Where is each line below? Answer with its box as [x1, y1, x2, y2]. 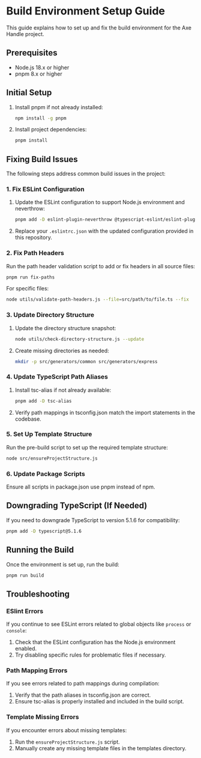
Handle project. [6, 30, 44, 37]
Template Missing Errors [6, 713, 79, 721]
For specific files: [6, 285, 49, 292]
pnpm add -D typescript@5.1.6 [6, 528, 82, 534]
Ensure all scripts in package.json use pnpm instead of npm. [6, 483, 155, 490]
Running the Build [6, 545, 74, 555]
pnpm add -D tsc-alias [14, 398, 72, 404]
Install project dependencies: [14, 126, 87, 133]
